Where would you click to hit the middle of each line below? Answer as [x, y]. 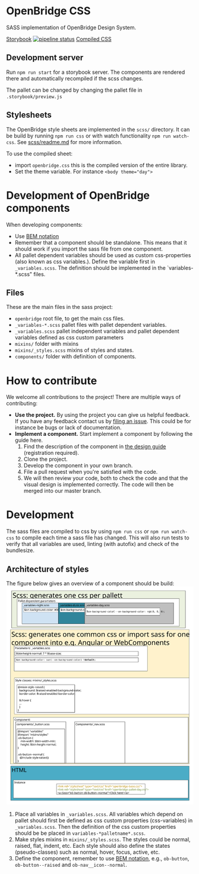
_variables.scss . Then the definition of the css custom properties [95, 826]
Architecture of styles [48, 569]
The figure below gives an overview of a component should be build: [90, 583]
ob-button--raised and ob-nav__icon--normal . [71, 864]
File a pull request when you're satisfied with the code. [91, 472]
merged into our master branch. [63, 491]
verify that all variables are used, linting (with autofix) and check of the [93, 544]
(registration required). [51, 453]
